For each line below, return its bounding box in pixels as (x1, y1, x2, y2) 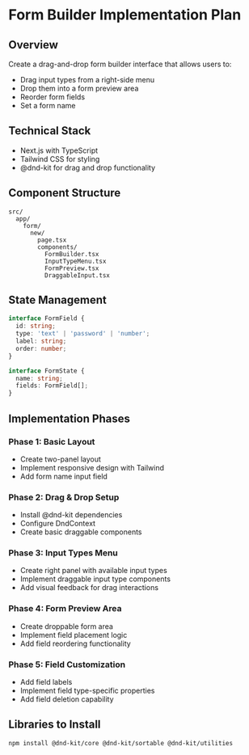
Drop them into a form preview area (19, 83, 139, 93)
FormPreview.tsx (44, 264, 99, 272)
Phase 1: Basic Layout (8, 436, 95, 447)
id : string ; (15, 322, 57, 331)
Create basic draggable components (19, 527, 143, 537)
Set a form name (19, 101, 76, 110)
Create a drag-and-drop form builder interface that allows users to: (8, 59, 232, 69)
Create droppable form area (19, 621, 113, 631)
